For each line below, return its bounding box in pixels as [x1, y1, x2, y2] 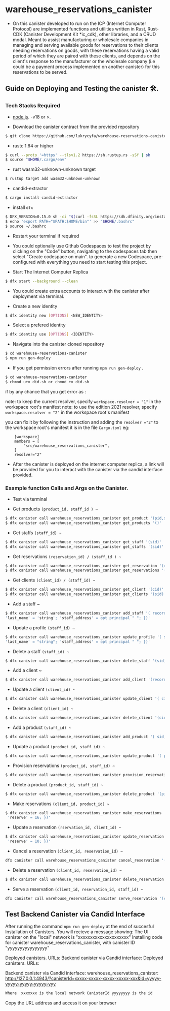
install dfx [12, 204, 33, 210]
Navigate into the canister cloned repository [12, 341, 105, 347]
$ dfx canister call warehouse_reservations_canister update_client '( [5, 696, 159, 701]
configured [12, 259, 36, 265]
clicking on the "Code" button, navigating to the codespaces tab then [12, 248, 157, 254]
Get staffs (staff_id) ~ [12, 530, 62, 536]
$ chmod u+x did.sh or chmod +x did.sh [5, 379, 90, 384]
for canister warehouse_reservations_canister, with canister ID [5, 939, 135, 946]
